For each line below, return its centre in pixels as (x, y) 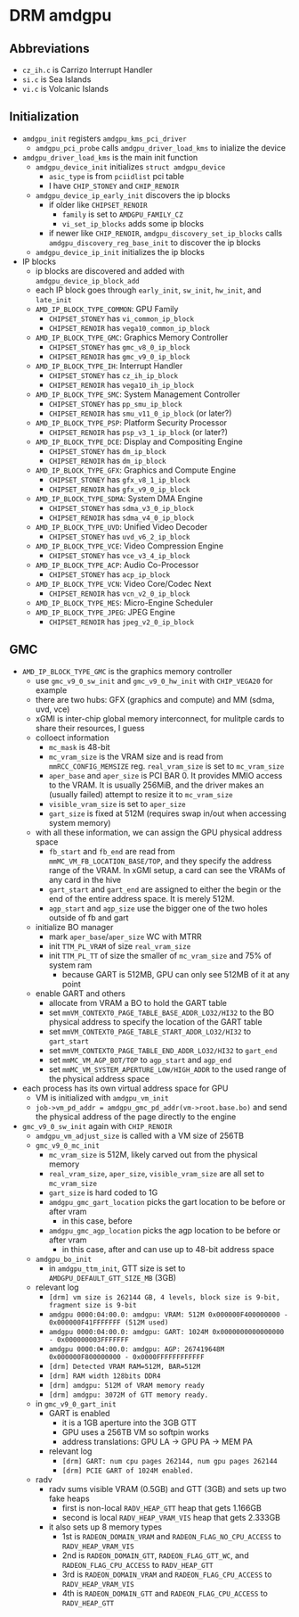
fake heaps (69, 1498)
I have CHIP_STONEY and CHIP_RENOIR (114, 186)
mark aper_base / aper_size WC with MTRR (125, 936)
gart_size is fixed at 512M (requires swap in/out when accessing (167, 813)
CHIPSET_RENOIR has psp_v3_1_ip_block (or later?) (138, 432)
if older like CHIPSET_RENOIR (98, 204)
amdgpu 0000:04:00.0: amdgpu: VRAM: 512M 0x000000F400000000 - (168, 1315)
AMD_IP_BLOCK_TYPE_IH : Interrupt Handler (109, 366)
